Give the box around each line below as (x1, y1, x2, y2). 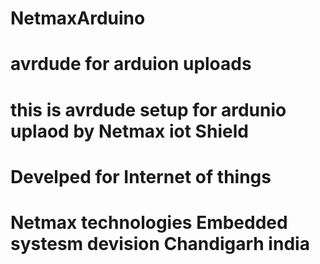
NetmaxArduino (10, 7, 146, 30)
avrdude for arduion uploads (10, 53, 252, 76)
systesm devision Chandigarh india (10, 232, 310, 255)
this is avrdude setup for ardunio (10, 98, 287, 121)
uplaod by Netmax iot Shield (10, 120, 249, 142)
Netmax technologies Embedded (10, 211, 288, 234)
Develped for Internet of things (10, 165, 272, 188)
